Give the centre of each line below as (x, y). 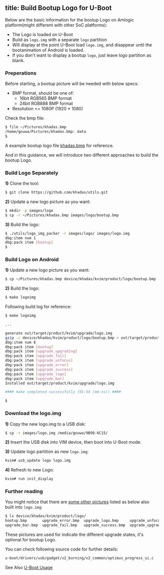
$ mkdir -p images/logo (29, 210)
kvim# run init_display (29, 479)
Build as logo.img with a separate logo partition (60, 40)
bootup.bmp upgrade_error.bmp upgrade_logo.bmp (62, 521)
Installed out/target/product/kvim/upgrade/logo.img (60, 383)
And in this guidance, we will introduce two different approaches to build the (82, 155)
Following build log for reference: (38, 307)
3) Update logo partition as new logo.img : (47, 452)
